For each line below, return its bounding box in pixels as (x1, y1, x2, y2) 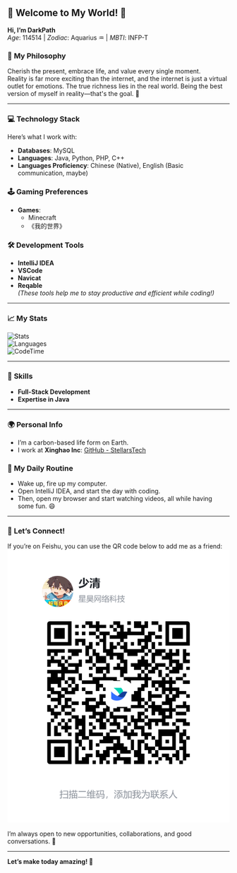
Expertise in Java (17, 395, 70, 403)
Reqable (17, 282, 43, 289)
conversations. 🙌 (7, 837, 56, 845)
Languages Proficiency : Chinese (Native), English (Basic (17, 162, 184, 170)
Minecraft (28, 213, 56, 222)
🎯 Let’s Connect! (7, 526, 66, 536)
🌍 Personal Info (7, 419, 63, 429)
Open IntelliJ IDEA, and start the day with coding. (17, 487, 161, 495)
